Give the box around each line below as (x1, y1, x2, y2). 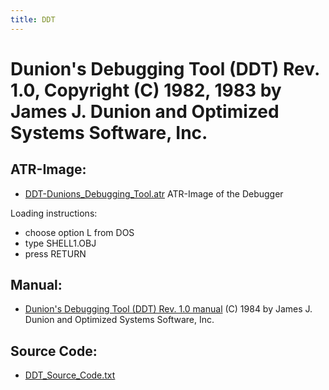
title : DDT (10, 14, 56, 25)
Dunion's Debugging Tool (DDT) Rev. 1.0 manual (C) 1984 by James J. (24, 303, 313, 315)
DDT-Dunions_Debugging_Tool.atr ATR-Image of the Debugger (24, 187, 284, 200)
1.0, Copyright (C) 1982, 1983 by (10, 79, 282, 101)
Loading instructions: (10, 207, 98, 219)
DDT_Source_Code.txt (24, 369, 116, 381)
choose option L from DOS (24, 226, 135, 238)
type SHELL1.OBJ (24, 237, 97, 249)
